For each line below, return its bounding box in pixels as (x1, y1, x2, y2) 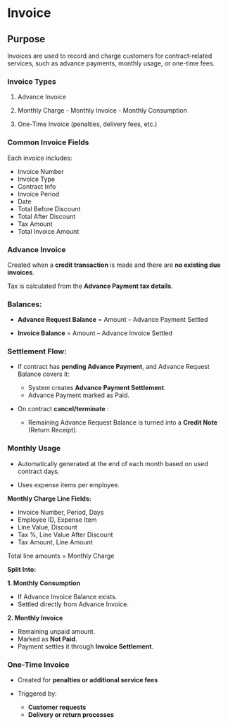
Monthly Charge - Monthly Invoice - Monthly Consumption (17, 106, 188, 115)
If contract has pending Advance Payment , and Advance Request (17, 363, 210, 371)
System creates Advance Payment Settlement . (27, 384, 167, 392)
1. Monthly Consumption (7, 579, 81, 587)
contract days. (17, 467, 60, 475)
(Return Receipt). (27, 426, 78, 434)
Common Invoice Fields (7, 137, 89, 147)
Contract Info (17, 182, 56, 191)
